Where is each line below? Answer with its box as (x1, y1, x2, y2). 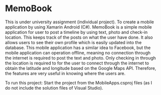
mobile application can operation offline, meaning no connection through (5, 49, 151, 56)
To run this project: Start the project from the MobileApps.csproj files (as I (5, 79, 152, 85)
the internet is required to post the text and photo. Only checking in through (5, 55, 156, 61)
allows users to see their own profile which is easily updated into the (5, 39, 142, 45)
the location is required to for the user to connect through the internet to (5, 60, 149, 66)
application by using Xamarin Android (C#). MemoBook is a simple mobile (5, 24, 152, 30)
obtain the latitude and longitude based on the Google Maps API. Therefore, (5, 65, 157, 71)
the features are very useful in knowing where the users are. (5, 70, 126, 76)
